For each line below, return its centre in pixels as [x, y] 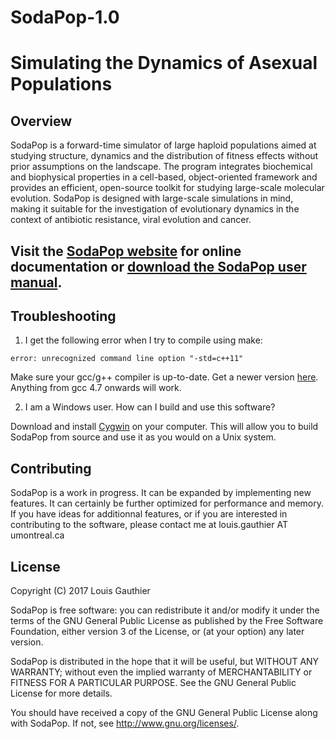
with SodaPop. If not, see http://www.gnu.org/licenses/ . [125, 723]
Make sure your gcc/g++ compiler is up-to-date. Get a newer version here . [164, 377]
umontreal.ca [37, 535]
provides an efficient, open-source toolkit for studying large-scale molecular [167, 188]
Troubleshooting [63, 316]
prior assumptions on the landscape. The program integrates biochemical [161, 167]
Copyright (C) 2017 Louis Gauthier [80, 591]
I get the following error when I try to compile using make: [143, 340]
